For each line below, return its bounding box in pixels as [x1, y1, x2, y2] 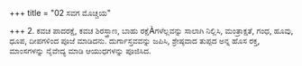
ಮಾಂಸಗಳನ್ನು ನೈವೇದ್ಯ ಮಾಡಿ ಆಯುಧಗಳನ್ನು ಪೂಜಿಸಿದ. [9, 45, 151, 56]
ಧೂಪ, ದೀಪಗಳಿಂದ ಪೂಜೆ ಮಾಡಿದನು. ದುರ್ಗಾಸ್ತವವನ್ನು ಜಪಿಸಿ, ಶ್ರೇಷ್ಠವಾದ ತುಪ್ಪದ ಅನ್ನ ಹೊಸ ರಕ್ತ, [9, 36, 261, 45]
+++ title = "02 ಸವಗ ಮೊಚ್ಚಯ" [9, 8, 111, 18]
